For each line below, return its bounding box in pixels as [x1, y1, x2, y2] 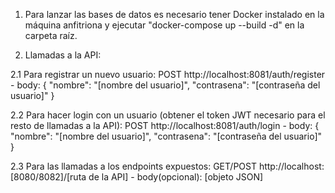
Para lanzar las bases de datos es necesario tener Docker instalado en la [24, 9, 325, 20]
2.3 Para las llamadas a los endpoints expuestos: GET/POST [10, 160, 257, 172]
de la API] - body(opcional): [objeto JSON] [88, 171, 264, 183]
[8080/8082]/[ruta [10, 171, 87, 183]
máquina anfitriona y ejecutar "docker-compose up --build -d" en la [24, 19, 305, 31]
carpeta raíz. [24, 30, 78, 41]
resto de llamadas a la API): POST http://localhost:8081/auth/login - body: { [10, 120, 320, 131]
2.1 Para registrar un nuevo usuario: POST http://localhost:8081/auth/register [10, 69, 326, 80]
